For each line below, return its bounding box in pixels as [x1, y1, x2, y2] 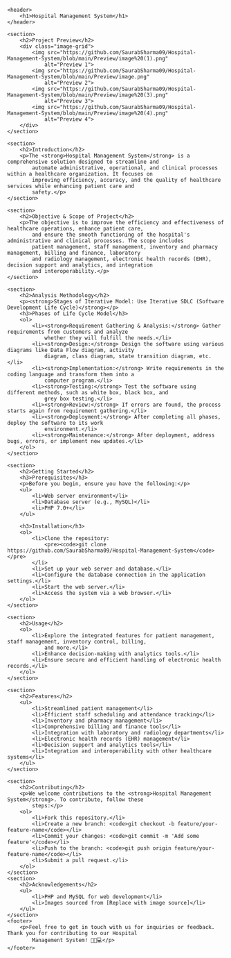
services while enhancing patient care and [7, 183, 135, 190]
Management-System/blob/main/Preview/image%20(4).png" [7, 110, 169, 117]
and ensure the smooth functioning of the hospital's [32, 231, 190, 238]
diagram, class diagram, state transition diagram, [44, 353, 196, 360]
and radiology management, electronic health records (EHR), [32, 255, 212, 262]
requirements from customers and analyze [7, 328, 129, 335]
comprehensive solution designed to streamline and [7, 158, 159, 165]
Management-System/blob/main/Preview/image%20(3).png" [7, 92, 169, 99]
